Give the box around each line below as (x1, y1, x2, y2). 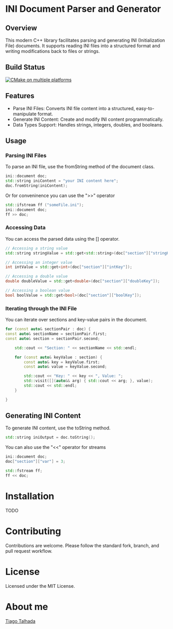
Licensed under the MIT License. (5, 583, 75, 589)
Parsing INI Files (5, 152, 47, 159)
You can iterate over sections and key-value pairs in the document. (5, 317, 148, 323)
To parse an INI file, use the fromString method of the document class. (5, 164, 155, 170)
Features (5, 92, 34, 100)
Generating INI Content (5, 411, 81, 420)
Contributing (5, 525, 61, 537)
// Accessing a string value (5, 245, 68, 251)
